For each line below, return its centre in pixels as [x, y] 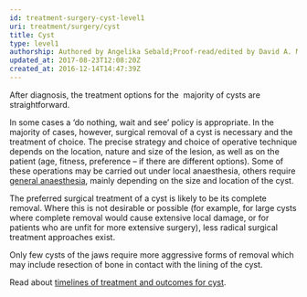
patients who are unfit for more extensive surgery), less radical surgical [144, 227]
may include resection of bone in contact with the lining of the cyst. [136, 264]
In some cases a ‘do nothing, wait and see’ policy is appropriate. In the [142, 122]
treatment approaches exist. [63, 237]
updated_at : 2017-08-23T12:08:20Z [75, 60]
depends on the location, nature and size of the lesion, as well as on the [145, 151]
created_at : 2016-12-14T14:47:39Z [75, 69]
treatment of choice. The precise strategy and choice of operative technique [153, 142]
